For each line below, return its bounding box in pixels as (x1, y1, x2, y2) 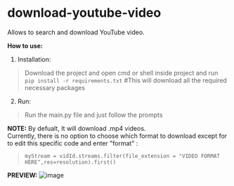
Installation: (17, 55, 51, 64)
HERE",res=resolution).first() (24, 159, 117, 166)
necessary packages (24, 83, 86, 92)
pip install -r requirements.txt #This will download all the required (24, 76, 227, 85)
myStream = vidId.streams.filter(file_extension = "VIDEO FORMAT (24, 152, 220, 159)
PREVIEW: (7, 171, 38, 179)
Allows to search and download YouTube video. (7, 28, 145, 36)
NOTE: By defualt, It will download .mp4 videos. (7, 124, 146, 132)
